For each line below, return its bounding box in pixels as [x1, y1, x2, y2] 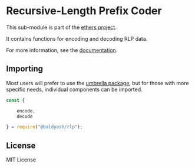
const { [6, 97, 25, 103]
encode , [16, 108, 35, 114]
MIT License [6, 156, 37, 163]
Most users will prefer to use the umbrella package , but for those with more [6, 79, 190, 86]
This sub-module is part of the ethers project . [6, 24, 117, 31]
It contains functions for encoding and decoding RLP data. [6, 35, 148, 42]
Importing [6, 64, 43, 74]
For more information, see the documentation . [6, 46, 118, 54]
